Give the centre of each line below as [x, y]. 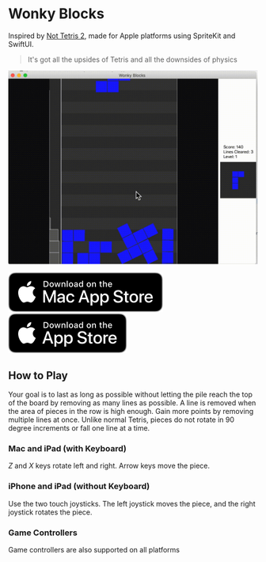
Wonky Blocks [56, 14]
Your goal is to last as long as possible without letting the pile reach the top [131, 395]
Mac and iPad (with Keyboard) [67, 448]
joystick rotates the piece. [50, 512]
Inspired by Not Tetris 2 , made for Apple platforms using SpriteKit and [122, 36]
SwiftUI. [21, 44]
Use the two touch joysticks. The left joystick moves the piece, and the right [132, 503]
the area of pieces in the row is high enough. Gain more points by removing [131, 412]
